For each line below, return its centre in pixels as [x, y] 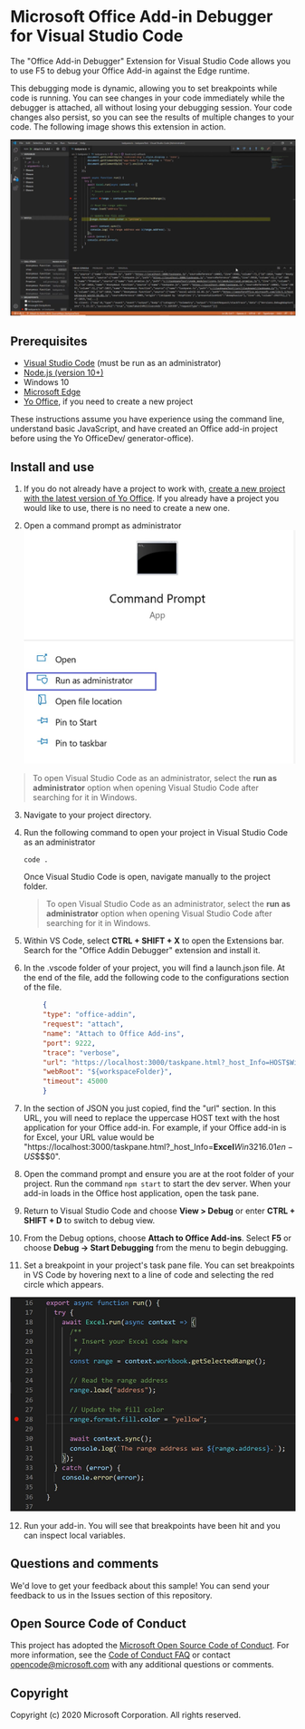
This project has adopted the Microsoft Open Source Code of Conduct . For [150, 1646]
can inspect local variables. [74, 1535]
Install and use [52, 467]
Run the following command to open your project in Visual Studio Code [156, 833]
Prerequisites [49, 341]
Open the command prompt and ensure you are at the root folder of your [159, 1174]
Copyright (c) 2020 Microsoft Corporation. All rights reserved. [126, 1715]
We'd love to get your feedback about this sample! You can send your [140, 1585]
